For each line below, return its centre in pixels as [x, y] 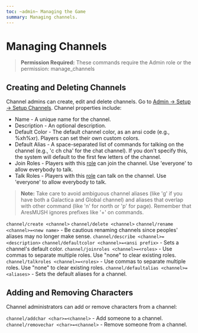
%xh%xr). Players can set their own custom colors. [77, 138]
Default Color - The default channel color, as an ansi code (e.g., [92, 132]
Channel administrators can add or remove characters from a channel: [92, 307]
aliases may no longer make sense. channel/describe [71, 236]
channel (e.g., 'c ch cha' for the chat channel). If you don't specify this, [101, 151]
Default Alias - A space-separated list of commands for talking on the [99, 145]
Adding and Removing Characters [70, 293]
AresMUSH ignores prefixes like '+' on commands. [82, 213]
